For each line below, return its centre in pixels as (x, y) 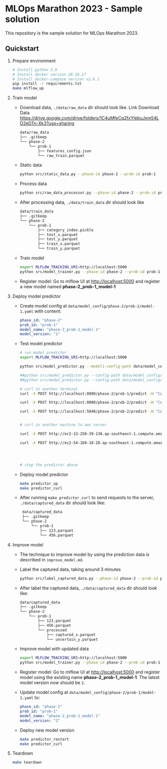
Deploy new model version (47, 730)
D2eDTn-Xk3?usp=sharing (47, 123)
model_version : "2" (40, 720)
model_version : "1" (40, 334)
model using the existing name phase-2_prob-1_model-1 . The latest (90, 677)
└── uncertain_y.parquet (72, 639)
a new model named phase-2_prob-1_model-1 (68, 286)
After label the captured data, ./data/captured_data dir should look (88, 588)
